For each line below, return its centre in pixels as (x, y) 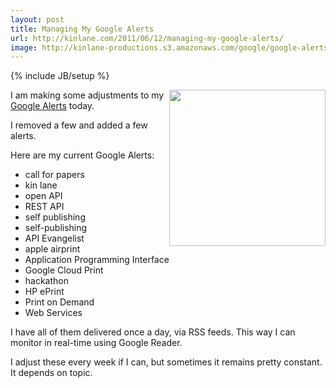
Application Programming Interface (97, 260)
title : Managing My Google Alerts (82, 29)
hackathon (47, 281)
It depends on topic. (51, 373)
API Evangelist (54, 238)
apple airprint (52, 249)
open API (43, 196)
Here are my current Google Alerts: (82, 155)
